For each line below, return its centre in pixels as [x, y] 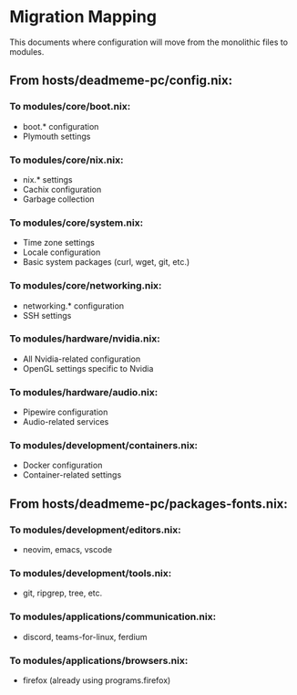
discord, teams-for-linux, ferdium [85, 637]
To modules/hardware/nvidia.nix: [85, 339]
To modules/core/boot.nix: [70, 107]
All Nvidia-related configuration [82, 359]
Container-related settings [72, 475]
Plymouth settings [56, 136]
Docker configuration [62, 465]
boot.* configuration [61, 126]
